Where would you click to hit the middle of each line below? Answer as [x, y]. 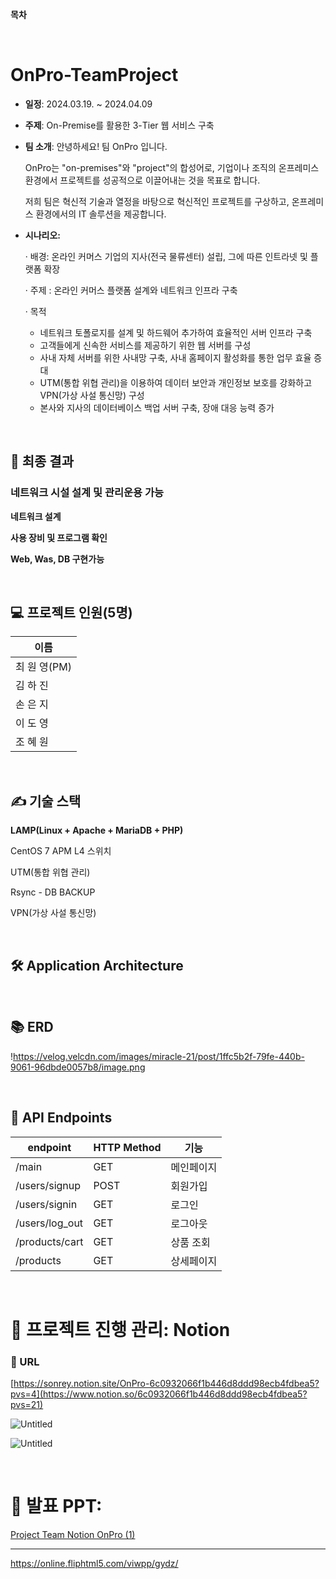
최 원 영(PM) [43, 667]
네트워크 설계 [36, 516]
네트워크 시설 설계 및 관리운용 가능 [87, 493]
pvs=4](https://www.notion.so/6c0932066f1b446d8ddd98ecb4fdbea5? [159, 1394]
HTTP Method [127, 1147]
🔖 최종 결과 [42, 461]
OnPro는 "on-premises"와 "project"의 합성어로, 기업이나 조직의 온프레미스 [172, 167]
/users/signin [46, 1204]
